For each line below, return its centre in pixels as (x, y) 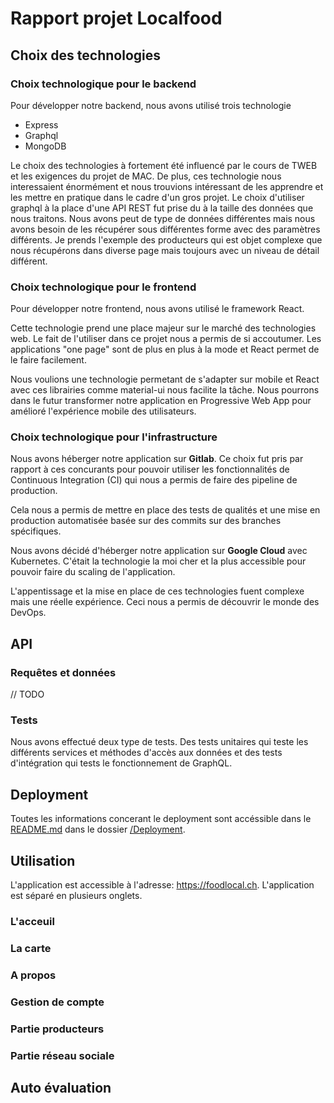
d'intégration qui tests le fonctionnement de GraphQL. (121, 763)
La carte (31, 948)
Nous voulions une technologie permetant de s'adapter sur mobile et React (165, 379)
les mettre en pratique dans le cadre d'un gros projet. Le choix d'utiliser (157, 197)
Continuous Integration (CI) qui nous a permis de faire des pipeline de (154, 480)
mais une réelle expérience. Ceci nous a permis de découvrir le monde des (165, 602)
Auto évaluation (61, 1088)
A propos (33, 975)
